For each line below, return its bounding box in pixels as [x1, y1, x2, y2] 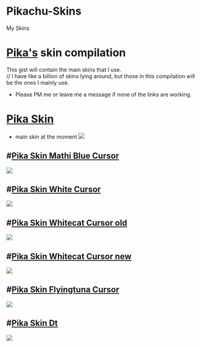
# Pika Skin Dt [6, 318, 58, 329]
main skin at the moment [15, 133, 77, 140]
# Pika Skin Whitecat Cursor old [6, 218, 128, 228]
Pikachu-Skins [6, 4, 82, 18]
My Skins [6, 24, 30, 32]
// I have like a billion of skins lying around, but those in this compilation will [6, 72, 195, 80]
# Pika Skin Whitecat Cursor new [6, 251, 132, 262]
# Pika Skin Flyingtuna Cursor [6, 285, 120, 295]
